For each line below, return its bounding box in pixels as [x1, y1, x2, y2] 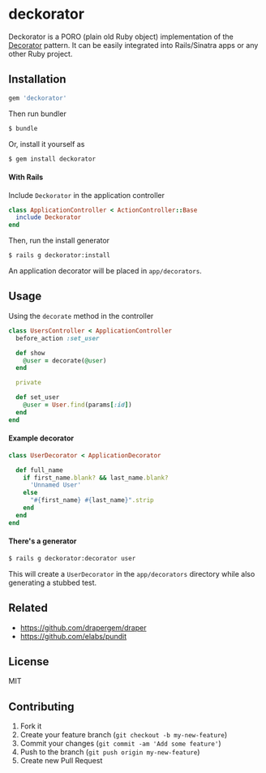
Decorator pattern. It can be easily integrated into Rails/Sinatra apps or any [8, 40, 259, 49]
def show [15, 349, 45, 357]
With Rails [8, 172, 44, 182]
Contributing [8, 699, 75, 714]
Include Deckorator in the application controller [8, 190, 165, 200]
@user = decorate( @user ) [23, 356, 107, 365]
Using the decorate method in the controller [8, 311, 154, 320]
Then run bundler [8, 109, 66, 118]
